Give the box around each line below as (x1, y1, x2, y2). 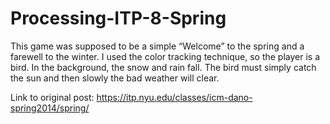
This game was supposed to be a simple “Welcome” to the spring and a (10, 40, 305, 52)
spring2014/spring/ (10, 102, 90, 114)
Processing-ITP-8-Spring (10, 7, 227, 30)
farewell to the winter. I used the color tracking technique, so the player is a (10, 50, 321, 62)
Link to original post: (10, 91, 95, 103)
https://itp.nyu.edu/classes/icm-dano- (96, 91, 253, 103)
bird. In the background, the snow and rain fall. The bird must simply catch (10, 61, 317, 73)
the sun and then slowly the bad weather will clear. (10, 72, 220, 84)
